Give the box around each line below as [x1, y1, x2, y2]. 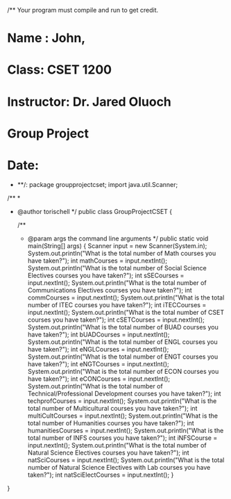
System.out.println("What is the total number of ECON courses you [27, 367, 219, 375]
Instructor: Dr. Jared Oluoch [7, 94, 172, 110]
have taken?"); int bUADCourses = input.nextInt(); [27, 330, 170, 338]
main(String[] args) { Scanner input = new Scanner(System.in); [27, 241, 207, 250]
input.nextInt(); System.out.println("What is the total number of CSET [27, 308, 224, 316]
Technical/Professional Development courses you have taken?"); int [27, 389, 221, 398]
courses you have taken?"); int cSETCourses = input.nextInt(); [27, 316, 205, 324]
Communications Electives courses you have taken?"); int [27, 286, 192, 294]
